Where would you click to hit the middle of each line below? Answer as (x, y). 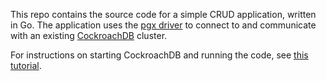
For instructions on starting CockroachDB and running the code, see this (159, 55)
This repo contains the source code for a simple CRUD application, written (163, 14)
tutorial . (26, 65)
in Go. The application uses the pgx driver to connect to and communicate (163, 25)
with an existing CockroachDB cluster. (89, 35)
